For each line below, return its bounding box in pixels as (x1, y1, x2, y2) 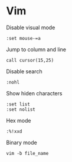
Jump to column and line (6, 46, 67, 53)
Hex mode (6, 117, 31, 124)
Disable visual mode (6, 24, 55, 31)
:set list (6, 101, 31, 107)
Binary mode (6, 139, 37, 146)
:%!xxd (6, 128, 22, 135)
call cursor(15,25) (6, 57, 54, 63)
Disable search (6, 67, 42, 75)
